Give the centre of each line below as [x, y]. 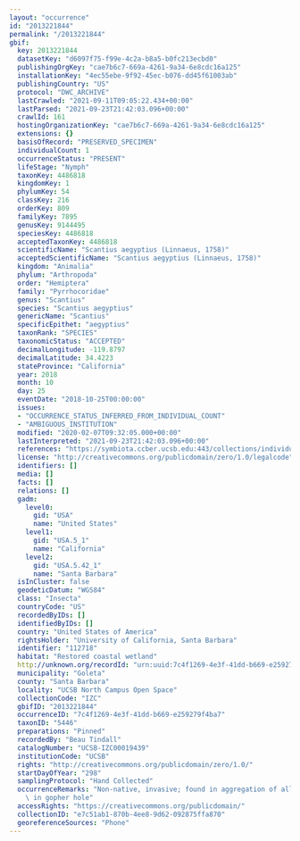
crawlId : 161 [42, 117]
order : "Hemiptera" [54, 283]
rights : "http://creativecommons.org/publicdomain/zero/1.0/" [135, 764]
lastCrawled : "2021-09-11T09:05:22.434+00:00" [105, 100]
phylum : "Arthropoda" [58, 275]
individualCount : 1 [54, 150]
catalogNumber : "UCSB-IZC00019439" [83, 748]
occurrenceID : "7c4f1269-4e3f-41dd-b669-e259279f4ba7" [121, 715]
